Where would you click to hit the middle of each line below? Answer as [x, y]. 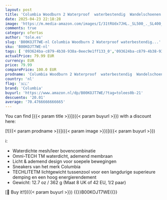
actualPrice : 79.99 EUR [30, 56]
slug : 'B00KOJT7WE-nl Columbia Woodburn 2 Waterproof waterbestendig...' [83, 42]
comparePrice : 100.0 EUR [31, 70]
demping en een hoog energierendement [54, 177]
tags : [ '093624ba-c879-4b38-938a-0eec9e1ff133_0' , [60, 51]
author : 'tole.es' [24, 38]
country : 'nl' [20, 79]
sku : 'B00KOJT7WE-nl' [28, 47]
